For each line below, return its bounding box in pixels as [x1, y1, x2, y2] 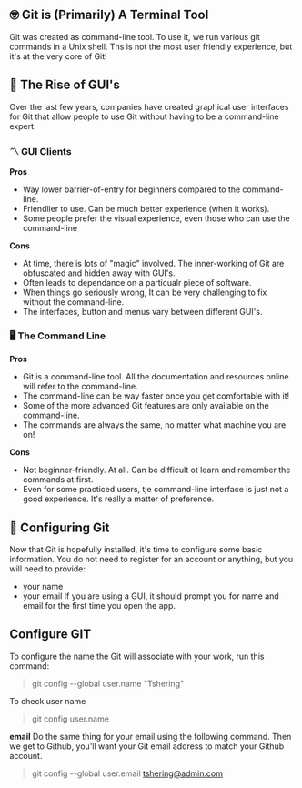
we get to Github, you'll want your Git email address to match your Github [9, 741, 285, 752]
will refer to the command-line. [22, 381, 138, 392]
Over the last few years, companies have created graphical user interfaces [9, 101, 289, 112]
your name [22, 581, 64, 592]
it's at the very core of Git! [9, 50, 107, 62]
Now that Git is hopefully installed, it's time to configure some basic [9, 544, 263, 555]
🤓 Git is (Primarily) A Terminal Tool [9, 7, 209, 23]
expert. [9, 120, 36, 131]
